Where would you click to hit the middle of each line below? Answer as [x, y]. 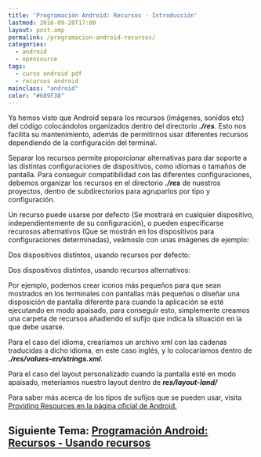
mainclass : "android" [43, 88]
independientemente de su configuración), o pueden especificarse [116, 223]
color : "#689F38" [36, 96]
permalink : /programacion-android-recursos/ [82, 37]
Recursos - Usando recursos [80, 442]
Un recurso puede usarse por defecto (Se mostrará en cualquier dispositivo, [131, 215]
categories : [27, 45]
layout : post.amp [36, 30]
